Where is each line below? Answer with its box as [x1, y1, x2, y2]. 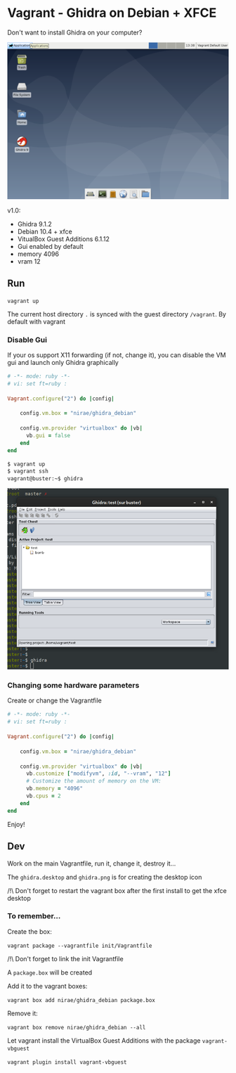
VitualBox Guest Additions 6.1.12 [17, 234, 110, 243]
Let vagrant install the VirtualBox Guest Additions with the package [7, 1036, 201, 1045]
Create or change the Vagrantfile [7, 696, 102, 705]
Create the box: [7, 927, 53, 936]
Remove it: [7, 1009, 39, 1017]
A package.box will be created [7, 968, 93, 977]
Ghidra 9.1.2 [17, 219, 52, 228]
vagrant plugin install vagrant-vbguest [7, 1058, 128, 1066]
